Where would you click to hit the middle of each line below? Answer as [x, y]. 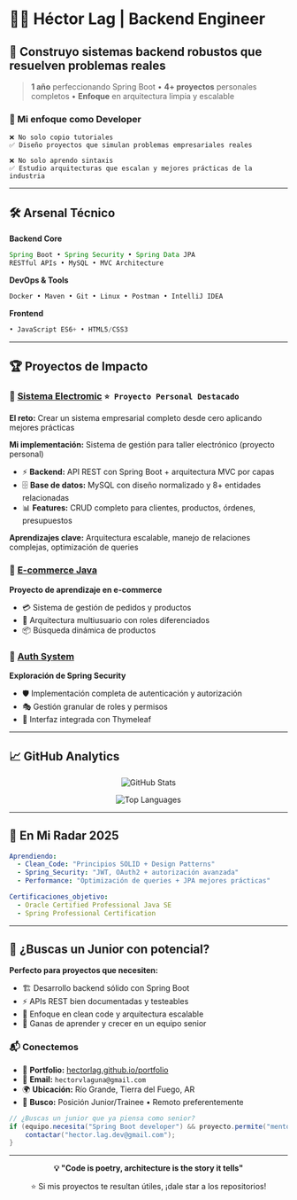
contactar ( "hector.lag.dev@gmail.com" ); [100, 1134]
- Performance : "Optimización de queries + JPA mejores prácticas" [144, 881]
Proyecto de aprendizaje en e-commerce [86, 589]
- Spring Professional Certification [87, 913]
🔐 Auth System [42, 656]
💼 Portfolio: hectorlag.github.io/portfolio [95, 1070]
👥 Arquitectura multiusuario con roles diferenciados [116, 619]
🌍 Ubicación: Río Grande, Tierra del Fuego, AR [108, 1089]
